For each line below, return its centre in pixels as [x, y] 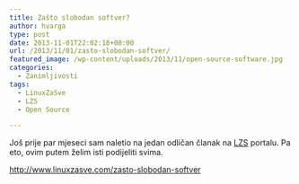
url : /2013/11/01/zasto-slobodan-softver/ [90, 51]
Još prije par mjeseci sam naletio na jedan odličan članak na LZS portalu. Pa [150, 143]
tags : [19, 84]
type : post [30, 34]
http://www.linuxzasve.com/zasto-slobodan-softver [105, 170]
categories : [31, 68]
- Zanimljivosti [48, 76]
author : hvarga [38, 26]
